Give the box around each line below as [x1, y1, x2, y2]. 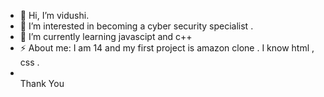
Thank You [19, 78, 65, 89]
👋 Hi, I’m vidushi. [19, 10, 90, 21]
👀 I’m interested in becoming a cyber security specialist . [19, 20, 254, 32]
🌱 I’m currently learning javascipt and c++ [19, 31, 193, 42]
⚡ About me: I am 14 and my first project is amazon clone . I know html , [19, 42, 315, 54]
